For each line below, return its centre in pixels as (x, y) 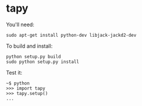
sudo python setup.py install (43, 62)
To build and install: (29, 46)
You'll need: (20, 24)
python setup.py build (33, 56)
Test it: (14, 72)
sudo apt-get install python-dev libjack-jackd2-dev (71, 35)
